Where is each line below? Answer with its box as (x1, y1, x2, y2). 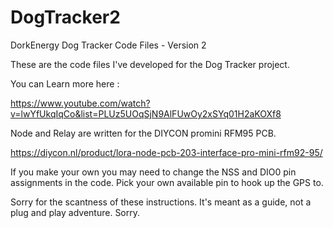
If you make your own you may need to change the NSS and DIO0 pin (10, 166, 297, 178)
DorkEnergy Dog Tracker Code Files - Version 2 (10, 39, 207, 51)
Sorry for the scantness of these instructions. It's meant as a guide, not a (10, 196, 312, 208)
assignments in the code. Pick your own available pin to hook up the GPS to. (10, 176, 324, 188)
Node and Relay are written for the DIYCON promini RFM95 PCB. (10, 127, 277, 139)
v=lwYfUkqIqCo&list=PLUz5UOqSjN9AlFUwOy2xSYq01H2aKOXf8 (10, 107, 282, 120)
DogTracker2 (10, 6, 121, 29)
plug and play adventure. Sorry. (10, 206, 141, 218)
